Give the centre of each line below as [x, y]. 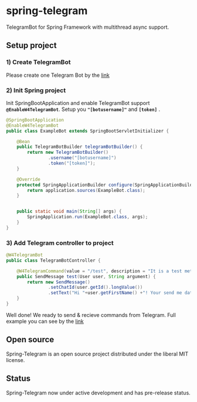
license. [16, 360]
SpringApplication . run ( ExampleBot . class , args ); [88, 217]
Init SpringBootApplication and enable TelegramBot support [78, 103]
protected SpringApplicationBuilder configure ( [76, 185]
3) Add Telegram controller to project [60, 243]
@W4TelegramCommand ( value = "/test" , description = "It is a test [99, 271]
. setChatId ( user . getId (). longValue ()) [95, 288]
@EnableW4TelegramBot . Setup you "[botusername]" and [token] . [83, 109]
